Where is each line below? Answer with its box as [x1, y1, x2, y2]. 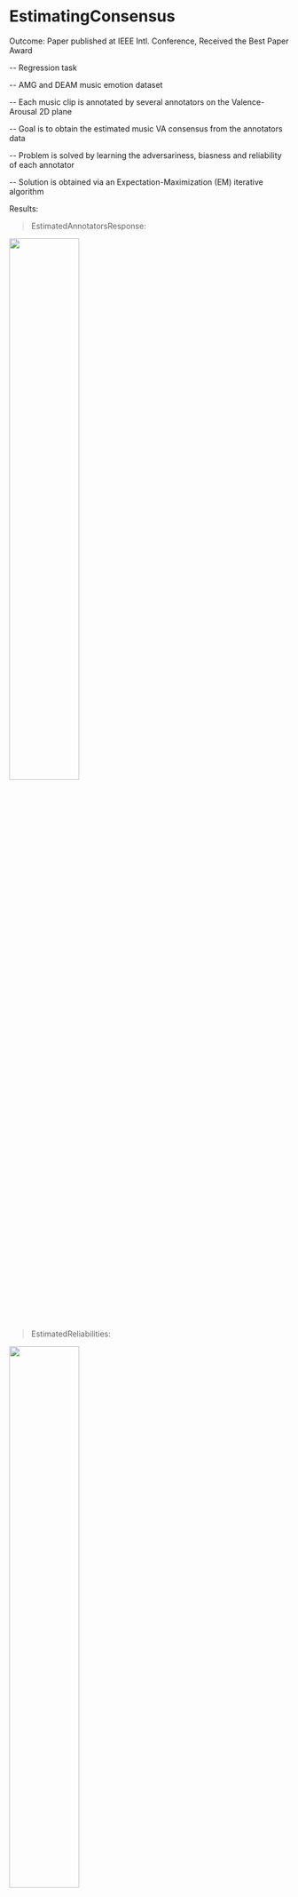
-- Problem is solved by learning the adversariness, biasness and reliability [9, 149, 282, 161]
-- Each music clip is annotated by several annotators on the [9, 96, 230, 108]
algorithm [9, 186, 44, 196]
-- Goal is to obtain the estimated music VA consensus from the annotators [9, 123, 283, 134]
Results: [9, 203, 39, 214]
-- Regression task [9, 62, 77, 73]
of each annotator [9, 159, 75, 170]
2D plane [38, 106, 73, 116]
